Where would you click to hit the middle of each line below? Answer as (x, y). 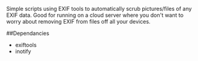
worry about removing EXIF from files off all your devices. (78, 21)
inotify (23, 51)
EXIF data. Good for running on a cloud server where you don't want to (95, 15)
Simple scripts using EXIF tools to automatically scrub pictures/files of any (99, 9)
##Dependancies (28, 33)
